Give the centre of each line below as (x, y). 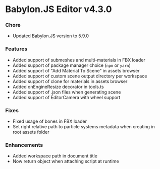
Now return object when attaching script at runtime (66, 161)
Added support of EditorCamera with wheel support (66, 97)
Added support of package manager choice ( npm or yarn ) (72, 65)
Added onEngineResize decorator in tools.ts (58, 87)
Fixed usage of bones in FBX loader (50, 121)
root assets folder (31, 132)
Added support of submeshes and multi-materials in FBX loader (79, 60)
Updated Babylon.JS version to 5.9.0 (51, 36)
